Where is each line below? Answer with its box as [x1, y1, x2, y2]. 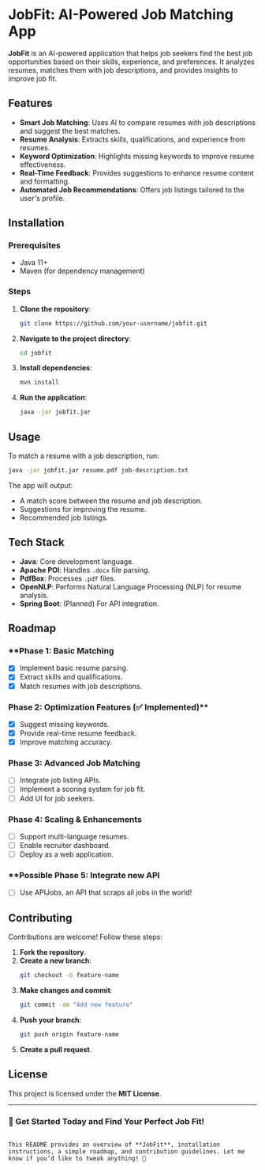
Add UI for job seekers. [19, 793, 95, 803]
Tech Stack [8, 536, 65, 549]
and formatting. [19, 176, 70, 186]
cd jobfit [19, 349, 53, 357]
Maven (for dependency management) [19, 267, 146, 276]
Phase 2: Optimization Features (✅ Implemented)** [8, 702, 209, 713]
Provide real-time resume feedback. [19, 728, 137, 737]
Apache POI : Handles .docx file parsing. [19, 565, 151, 574]
